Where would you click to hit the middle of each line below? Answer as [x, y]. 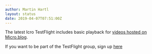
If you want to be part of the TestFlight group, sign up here [64, 47]
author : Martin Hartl [27, 9]
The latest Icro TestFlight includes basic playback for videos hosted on [76, 32]
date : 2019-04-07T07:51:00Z [34, 18]
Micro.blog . [17, 37]
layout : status [20, 14]
